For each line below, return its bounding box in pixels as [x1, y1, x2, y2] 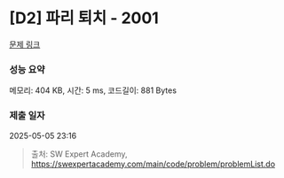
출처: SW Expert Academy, [30, 148, 128, 159]
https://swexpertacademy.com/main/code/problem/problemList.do [30, 159, 276, 169]
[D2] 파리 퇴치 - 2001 [9, 8, 160, 28]
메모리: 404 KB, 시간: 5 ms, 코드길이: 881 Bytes [9, 85, 177, 96]
